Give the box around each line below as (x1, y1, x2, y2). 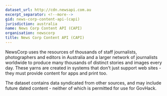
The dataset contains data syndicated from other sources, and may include (5, 79, 161, 85)
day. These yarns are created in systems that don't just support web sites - (5, 64, 161, 70)
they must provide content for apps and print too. (5, 70, 107, 76)
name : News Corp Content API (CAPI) (5, 26, 82, 31)
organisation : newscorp (5, 30, 55, 35)
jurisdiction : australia (5, 21, 58, 26)
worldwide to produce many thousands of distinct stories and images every (5, 59, 162, 65)
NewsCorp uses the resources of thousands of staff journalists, (5, 48, 137, 55)
